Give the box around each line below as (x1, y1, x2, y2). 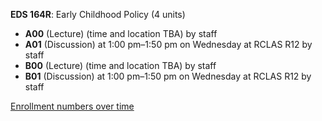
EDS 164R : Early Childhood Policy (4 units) (10, 9, 186, 20)
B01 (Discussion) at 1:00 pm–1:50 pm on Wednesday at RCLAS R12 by (24, 70, 312, 82)
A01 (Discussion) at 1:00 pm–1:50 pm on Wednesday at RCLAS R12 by (24, 39, 313, 50)
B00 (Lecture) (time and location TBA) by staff (24, 60, 217, 71)
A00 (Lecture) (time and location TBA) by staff (24, 28, 218, 39)
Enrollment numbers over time (10, 100, 135, 112)
